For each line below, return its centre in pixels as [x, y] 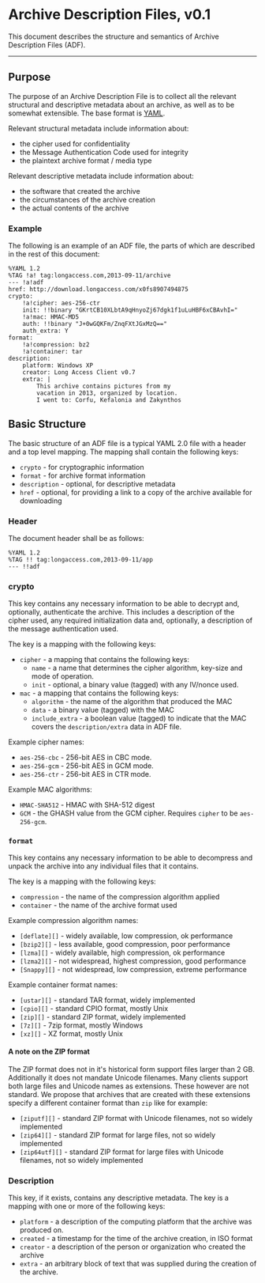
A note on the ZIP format [49, 1052]
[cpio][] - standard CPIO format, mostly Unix [94, 1008]
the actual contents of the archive [74, 208]
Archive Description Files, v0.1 [110, 15]
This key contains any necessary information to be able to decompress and [131, 857]
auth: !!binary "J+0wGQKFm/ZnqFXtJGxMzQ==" [95, 324]
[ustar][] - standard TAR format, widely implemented [107, 1000]
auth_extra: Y [45, 331]
